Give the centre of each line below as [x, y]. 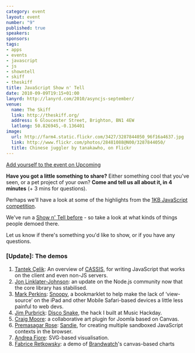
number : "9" [20, 22]
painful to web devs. [39, 306]
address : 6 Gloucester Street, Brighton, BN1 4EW [73, 121]
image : [14, 132]
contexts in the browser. [43, 331]
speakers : [18, 33]
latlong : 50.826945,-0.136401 [48, 126]
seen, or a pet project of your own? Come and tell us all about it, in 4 [89, 182]
